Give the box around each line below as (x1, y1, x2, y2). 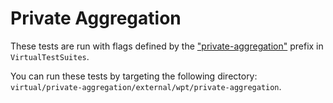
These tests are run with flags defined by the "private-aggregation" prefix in (10, 40, 324, 52)
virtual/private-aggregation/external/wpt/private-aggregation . (10, 80, 282, 92)
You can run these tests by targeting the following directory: (10, 70, 258, 82)
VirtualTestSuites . (10, 50, 90, 62)
